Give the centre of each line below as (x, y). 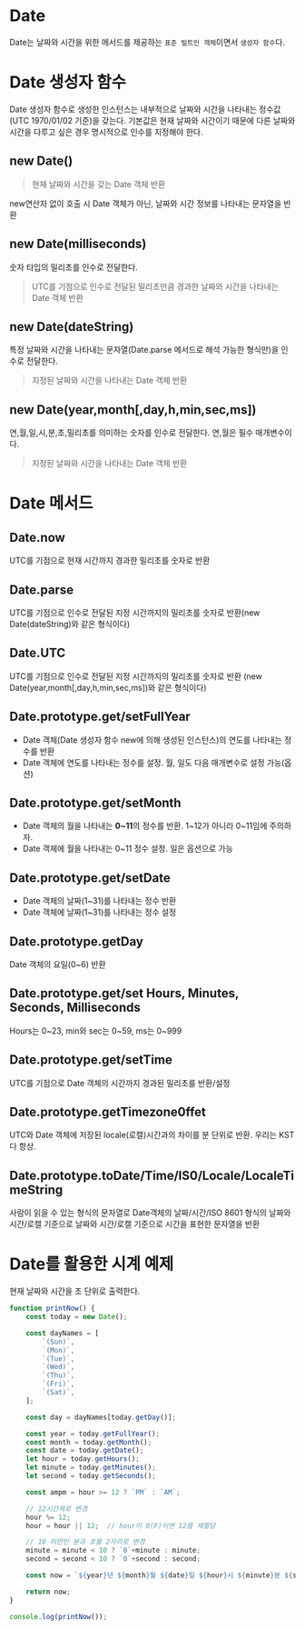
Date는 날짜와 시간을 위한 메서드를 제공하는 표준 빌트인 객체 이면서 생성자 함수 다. (148, 42)
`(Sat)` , (59, 1393)
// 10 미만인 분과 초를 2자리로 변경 (85, 1542)
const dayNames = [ (63, 1333)
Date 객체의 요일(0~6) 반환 (58, 964)
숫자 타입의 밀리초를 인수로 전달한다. (74, 267)
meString (36, 1190)
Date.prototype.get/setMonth (95, 802)
